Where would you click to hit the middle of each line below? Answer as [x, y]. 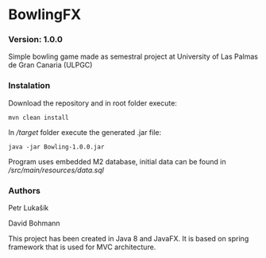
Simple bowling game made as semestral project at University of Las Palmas [133, 56]
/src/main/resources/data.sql [56, 170]
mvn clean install [39, 117]
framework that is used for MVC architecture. [82, 247]
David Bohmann [35, 223]
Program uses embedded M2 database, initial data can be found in [117, 161]
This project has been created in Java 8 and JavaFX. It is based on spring [129, 239]
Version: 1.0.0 [36, 40]
